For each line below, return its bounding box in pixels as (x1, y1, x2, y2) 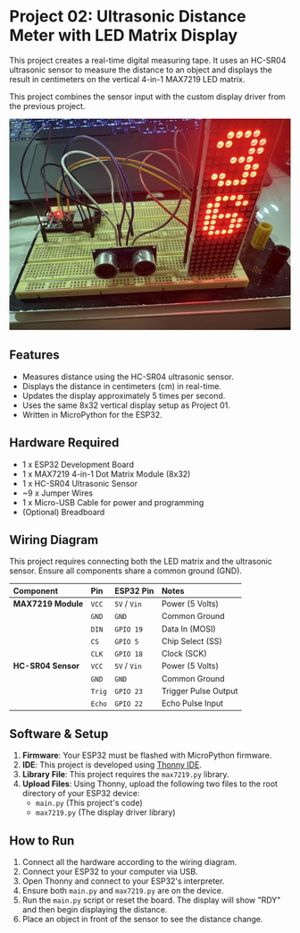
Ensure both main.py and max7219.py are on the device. (21, 886, 224, 896)
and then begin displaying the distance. (21, 904, 168, 915)
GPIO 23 (114, 687, 143, 696)
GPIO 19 (114, 624, 143, 634)
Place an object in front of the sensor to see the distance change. (21, 914, 263, 925)
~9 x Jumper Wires (21, 488, 94, 498)
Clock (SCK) (161, 649, 207, 659)
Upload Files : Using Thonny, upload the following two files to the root (21, 778, 279, 789)
